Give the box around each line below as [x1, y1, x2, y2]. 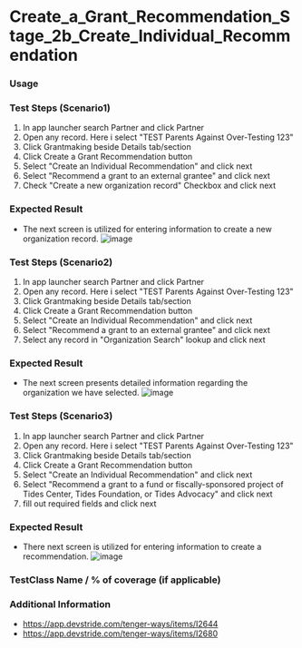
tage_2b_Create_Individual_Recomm [9, 25, 291, 46]
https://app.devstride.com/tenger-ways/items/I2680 [22, 628, 219, 639]
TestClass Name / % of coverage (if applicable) [9, 574, 221, 586]
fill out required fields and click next [22, 497, 157, 509]
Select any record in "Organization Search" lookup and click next [22, 334, 266, 345]
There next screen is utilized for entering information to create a [22, 541, 262, 552]
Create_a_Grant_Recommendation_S [9, 6, 290, 27]
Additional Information [9, 597, 112, 610]
